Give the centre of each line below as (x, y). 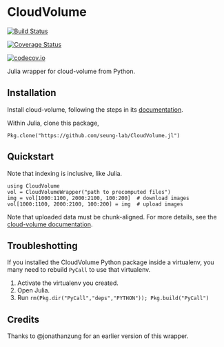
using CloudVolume (33, 186)
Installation (32, 93)
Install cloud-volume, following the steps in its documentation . (95, 109)
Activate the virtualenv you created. (68, 283)
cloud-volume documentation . (50, 224)
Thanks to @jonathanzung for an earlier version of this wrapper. (98, 336)
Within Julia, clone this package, (53, 123)
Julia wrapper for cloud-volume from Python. (71, 71)
